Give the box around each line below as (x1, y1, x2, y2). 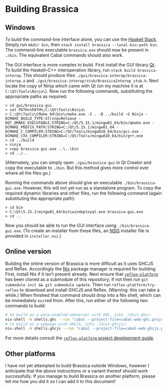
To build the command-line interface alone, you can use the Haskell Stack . (5, 36, 158, 42)
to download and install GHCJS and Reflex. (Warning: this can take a (19, 287, 160, 293)
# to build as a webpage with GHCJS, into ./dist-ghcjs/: (5, 322, 128, 326)
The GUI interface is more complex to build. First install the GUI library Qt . (5, 62, 156, 67)
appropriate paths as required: (5, 93, 68, 99)
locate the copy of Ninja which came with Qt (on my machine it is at (5, 83, 143, 89)
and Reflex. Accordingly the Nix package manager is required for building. (5, 265, 157, 271)
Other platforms (5, 349, 56, 358)
